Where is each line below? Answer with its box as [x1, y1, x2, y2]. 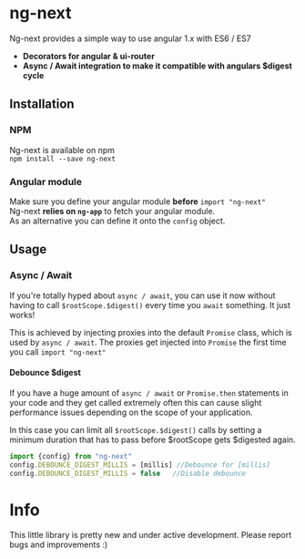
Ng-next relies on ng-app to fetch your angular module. [9, 205, 216, 216]
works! [9, 309, 36, 320]
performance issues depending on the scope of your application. [9, 407, 253, 418]
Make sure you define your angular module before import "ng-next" [9, 195, 266, 207]
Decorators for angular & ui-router [22, 50, 155, 61]
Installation [9, 97, 75, 112]
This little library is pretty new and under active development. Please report [9, 530, 292, 541]
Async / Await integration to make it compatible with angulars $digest [22, 60, 293, 71]
